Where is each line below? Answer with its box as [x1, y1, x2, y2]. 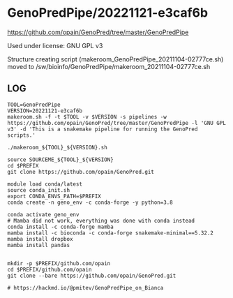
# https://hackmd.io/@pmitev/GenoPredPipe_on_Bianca [7, 284, 164, 291]
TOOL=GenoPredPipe [7, 101, 61, 108]
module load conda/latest [7, 180, 82, 188]
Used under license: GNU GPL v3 [7, 41, 103, 50]
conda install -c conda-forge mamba [7, 223, 114, 230]
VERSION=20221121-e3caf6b [7, 107, 82, 114]
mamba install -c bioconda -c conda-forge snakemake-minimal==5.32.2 [7, 229, 214, 237]
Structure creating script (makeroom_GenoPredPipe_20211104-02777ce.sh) [7, 54, 224, 64]
